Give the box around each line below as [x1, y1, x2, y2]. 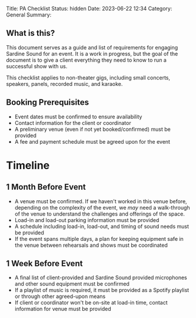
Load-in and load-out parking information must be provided [14, 216, 160, 223]
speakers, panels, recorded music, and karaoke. [6, 80, 123, 87]
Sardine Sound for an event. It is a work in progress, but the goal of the [6, 50, 178, 57]
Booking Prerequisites [6, 97, 89, 108]
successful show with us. [6, 62, 68, 69]
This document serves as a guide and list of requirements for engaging [6, 44, 178, 51]
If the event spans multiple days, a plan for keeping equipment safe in [14, 235, 184, 242]
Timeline [6, 158, 50, 172]
